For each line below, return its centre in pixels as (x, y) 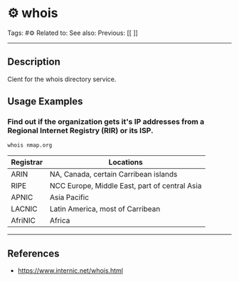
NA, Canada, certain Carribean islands (113, 174)
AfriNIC (23, 221)
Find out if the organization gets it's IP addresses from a (106, 122)
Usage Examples (45, 101)
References (33, 253)
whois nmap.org (30, 145)
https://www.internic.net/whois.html (70, 271)
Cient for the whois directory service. (62, 79)
